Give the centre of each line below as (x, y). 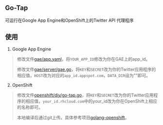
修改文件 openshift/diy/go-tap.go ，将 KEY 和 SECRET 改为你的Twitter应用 (85, 95)
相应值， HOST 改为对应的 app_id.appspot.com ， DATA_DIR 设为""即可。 (84, 75)
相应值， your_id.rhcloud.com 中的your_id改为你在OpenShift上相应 (91, 101)
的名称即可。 (30, 107)
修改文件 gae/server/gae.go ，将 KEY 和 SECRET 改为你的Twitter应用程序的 (86, 69)
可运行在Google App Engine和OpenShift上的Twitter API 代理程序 (69, 20)
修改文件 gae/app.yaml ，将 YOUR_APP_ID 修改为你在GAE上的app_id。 (83, 59)
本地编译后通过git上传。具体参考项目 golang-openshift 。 (73, 117)
